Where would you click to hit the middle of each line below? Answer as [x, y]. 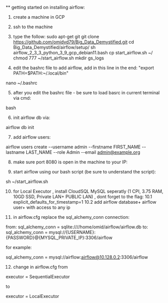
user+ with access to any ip [42, 207]
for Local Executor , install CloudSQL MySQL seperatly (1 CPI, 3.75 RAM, [88, 191]
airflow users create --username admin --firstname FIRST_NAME [73, 147]
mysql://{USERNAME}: [72, 232]
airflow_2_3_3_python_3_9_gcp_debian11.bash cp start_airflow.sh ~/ [83, 53]
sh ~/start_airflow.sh [27, 181]
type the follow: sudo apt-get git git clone [56, 37]
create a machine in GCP [39, 17]
